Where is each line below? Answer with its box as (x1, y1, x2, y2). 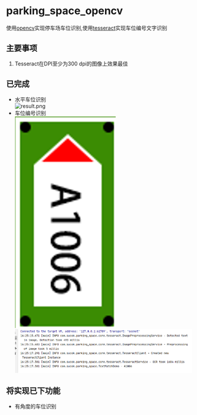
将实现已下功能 (6, 386, 61, 396)
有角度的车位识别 (14, 403, 57, 410)
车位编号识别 (14, 109, 46, 116)
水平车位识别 (14, 95, 46, 103)
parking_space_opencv (6, 4, 123, 18)
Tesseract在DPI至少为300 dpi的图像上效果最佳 (14, 60, 129, 67)
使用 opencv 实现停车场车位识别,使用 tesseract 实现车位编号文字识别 (6, 24, 168, 31)
